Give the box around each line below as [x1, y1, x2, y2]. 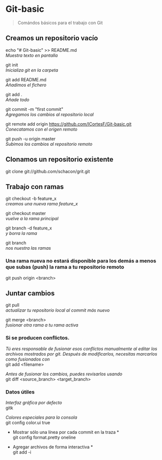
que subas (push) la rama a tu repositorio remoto [5, 263, 125, 270]
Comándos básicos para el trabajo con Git [17, 20, 103, 26]
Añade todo [5, 97, 29, 102]
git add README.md [5, 76, 47, 82]
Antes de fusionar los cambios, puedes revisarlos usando [5, 371, 122, 377]
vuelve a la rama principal [5, 216, 58, 222]
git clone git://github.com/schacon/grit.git [5, 168, 90, 174]
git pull [5, 302, 20, 308]
